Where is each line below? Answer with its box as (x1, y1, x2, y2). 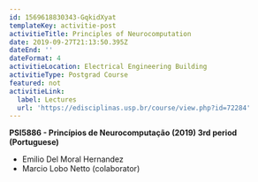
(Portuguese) (9, 137, 59, 148)
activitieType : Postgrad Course (9, 71, 128, 80)
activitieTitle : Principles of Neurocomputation (9, 29, 192, 38)
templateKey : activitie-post (9, 21, 117, 30)
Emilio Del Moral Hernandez (21, 154, 124, 164)
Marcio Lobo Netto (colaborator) (21, 163, 140, 174)
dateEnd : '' (9, 46, 53, 55)
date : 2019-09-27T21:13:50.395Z (9, 37, 128, 47)
